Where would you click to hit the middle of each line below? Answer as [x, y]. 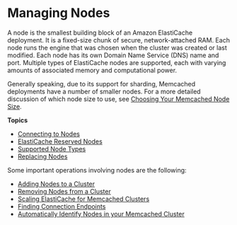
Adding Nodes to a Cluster [56, 184]
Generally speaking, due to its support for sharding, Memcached [102, 83]
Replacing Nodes [42, 156]
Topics [18, 120]
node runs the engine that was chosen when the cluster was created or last [117, 47]
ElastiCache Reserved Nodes [60, 141]
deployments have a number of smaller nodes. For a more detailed [104, 91]
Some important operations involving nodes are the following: [97, 170]
